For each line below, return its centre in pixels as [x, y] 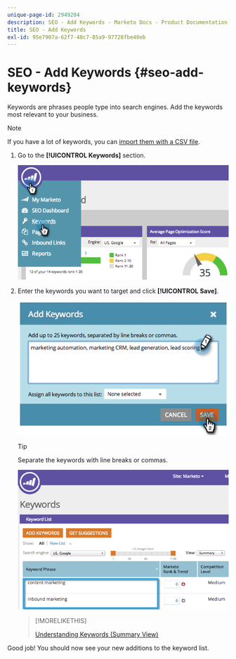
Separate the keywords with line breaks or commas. [93, 459]
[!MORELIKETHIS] [61, 621]
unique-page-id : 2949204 [44, 15]
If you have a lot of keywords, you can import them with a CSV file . [104, 142]
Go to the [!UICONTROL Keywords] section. [81, 155]
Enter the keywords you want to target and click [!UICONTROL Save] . [118, 291]
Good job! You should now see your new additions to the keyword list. [108, 648]
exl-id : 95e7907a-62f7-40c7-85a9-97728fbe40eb [77, 37]
